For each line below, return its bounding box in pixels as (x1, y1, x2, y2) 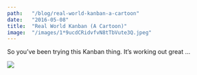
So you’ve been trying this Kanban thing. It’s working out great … (7, 48, 191, 56)
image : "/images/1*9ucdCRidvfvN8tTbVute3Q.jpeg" (7, 29, 152, 36)
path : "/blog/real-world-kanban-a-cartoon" (7, 10, 139, 17)
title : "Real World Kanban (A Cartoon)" (7, 22, 128, 29)
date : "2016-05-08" (7, 16, 69, 23)
